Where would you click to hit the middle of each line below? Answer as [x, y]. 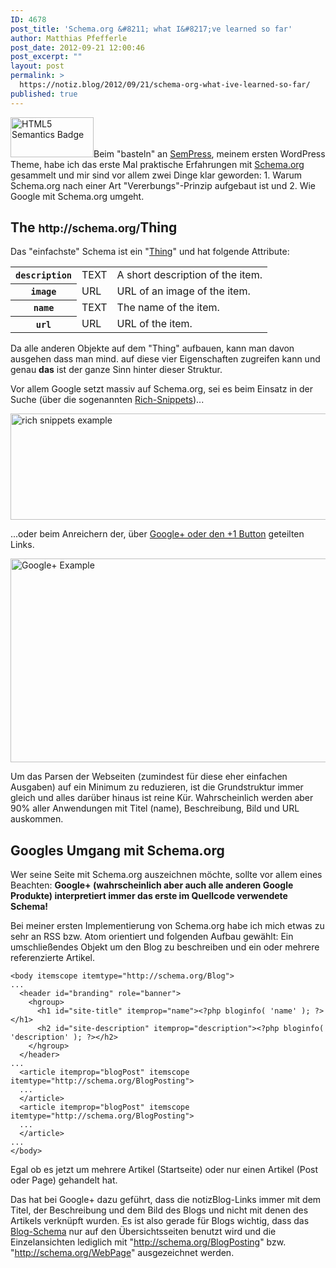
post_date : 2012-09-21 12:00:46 [77, 47]
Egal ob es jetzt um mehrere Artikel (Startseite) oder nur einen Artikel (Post [164, 1170]
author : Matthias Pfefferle [69, 38]
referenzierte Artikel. [52, 958]
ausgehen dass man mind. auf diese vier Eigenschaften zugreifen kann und [165, 359]
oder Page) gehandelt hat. [64, 1180]
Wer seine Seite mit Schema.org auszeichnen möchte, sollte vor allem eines [166, 875]
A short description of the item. [189, 275]
